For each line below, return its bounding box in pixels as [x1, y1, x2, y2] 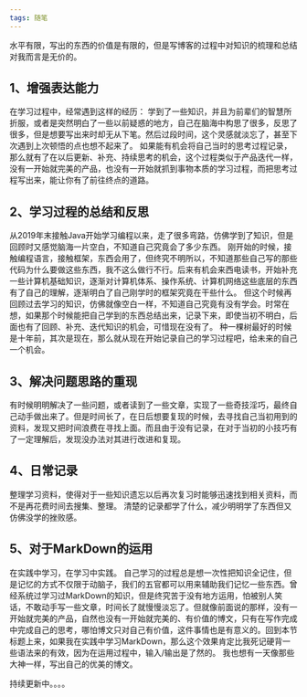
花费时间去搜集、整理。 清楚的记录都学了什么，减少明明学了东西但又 [33, 500, 292, 512]
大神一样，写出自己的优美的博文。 [9, 659, 138, 670]
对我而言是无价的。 [9, 51, 82, 62]
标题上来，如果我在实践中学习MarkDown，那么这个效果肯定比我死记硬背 [9, 636, 283, 647]
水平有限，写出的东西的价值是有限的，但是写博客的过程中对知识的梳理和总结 [9, 39, 298, 50]
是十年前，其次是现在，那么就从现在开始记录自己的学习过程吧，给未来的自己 [9, 333, 298, 343]
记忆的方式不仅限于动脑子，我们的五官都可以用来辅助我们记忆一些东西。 [16, 578, 290, 589]
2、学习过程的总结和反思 [9, 204, 150, 219]
